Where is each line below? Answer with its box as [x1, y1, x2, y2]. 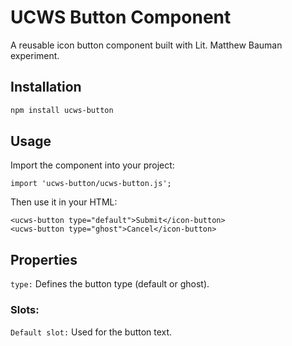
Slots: [10, 303, 40, 317]
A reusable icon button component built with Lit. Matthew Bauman [10, 39, 283, 51]
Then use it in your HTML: [10, 196, 118, 208]
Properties [10, 251, 78, 268]
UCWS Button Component [10, 6, 232, 29]
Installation [10, 79, 82, 96]
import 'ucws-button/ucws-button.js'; [10, 179, 172, 189]
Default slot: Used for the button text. [10, 326, 173, 338]
